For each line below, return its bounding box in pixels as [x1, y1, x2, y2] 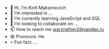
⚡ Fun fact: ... [10, 39, 38, 45]
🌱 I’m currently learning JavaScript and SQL [10, 15, 101, 21]
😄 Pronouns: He [10, 33, 44, 39]
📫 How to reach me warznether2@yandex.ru [10, 26, 104, 32]
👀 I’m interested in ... [10, 10, 53, 16]
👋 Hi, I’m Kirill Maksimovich [10, 5, 66, 10]
